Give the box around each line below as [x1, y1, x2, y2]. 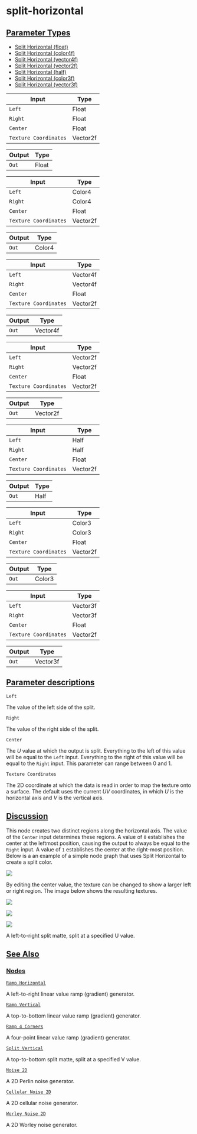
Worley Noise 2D [6, 1111, 46, 1117]
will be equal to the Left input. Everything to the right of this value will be [6, 753, 183, 760]
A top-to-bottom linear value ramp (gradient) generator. [6, 1012, 142, 1019]
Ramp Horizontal [6, 980, 46, 986]
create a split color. [6, 858, 53, 866]
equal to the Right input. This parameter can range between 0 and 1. [6, 760, 172, 767]
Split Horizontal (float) [14, 43, 69, 50]
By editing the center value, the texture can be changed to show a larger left [6, 881, 192, 888]
